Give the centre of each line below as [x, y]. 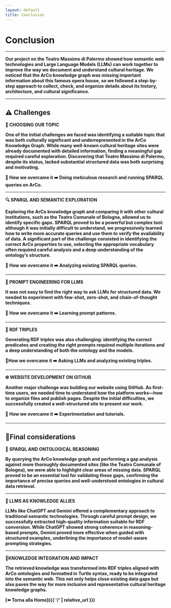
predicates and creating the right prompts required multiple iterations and [85, 345]
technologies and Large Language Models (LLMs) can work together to [82, 64]
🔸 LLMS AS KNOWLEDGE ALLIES [40, 501]
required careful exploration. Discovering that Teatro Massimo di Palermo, [85, 156]
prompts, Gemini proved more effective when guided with [82, 533]
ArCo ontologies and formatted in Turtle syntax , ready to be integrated [81, 574]
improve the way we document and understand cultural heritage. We [79, 70]
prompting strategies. [29, 544]
